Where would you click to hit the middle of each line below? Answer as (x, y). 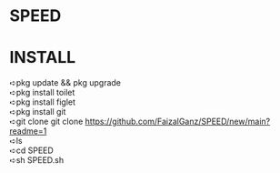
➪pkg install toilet (42, 93)
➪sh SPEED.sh (37, 160)
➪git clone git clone (46, 122)
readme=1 (28, 131)
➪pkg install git (38, 112)
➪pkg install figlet (42, 102)
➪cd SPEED (32, 150)
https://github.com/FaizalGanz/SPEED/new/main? (178, 122)
